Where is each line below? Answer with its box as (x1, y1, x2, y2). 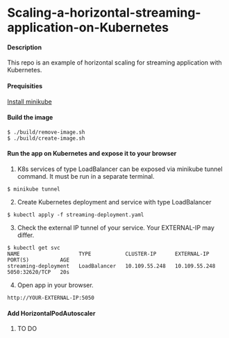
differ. (17, 231, 35, 239)
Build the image (7, 113, 53, 122)
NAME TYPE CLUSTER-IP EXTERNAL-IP (7, 250, 210, 257)
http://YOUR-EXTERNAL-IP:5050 (7, 294, 95, 301)
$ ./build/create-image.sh (7, 134, 85, 142)
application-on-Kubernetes (7, 19, 169, 35)
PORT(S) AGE (7, 257, 70, 264)
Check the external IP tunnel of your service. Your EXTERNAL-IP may (17, 224, 215, 232)
